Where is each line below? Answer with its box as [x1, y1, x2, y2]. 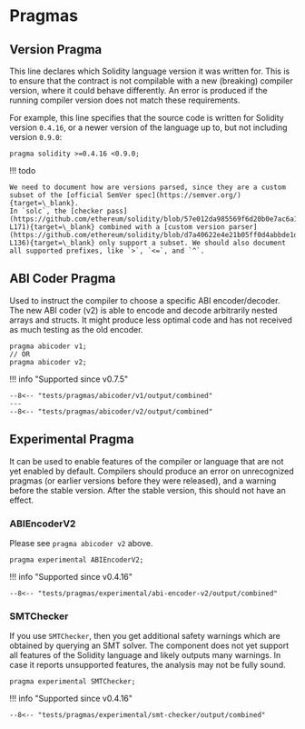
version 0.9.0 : [9, 132, 63, 142]
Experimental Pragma [9, 432, 134, 447]
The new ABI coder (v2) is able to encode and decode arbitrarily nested [9, 305, 278, 315]
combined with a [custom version [98, 223, 225, 232]
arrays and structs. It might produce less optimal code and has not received [9, 315, 293, 325]
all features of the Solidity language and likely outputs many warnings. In [9, 650, 281, 661]
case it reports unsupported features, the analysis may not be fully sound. [9, 660, 286, 671]
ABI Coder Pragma [9, 271, 116, 286]
